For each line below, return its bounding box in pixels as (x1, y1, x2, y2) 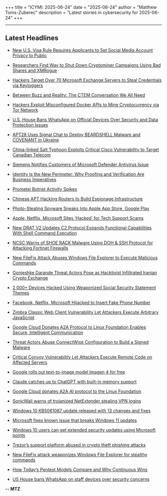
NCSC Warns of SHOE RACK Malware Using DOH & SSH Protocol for (12, 239, 153, 246)
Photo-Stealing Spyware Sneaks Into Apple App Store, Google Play (12, 205, 150, 211)
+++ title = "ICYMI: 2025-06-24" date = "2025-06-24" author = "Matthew (5, 4, 157, 10)
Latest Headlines (5, 34, 59, 42)
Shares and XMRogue (12, 67, 57, 73)
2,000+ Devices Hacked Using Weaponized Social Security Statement (12, 284, 157, 291)
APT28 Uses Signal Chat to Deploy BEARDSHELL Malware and (12, 132, 141, 138)
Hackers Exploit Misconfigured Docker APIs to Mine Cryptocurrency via (12, 102, 159, 108)
